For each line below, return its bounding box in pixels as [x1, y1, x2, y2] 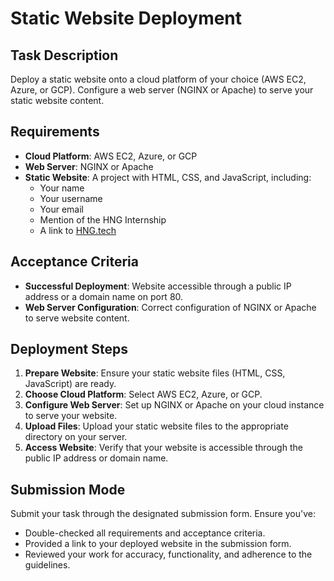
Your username [39, 192, 103, 204]
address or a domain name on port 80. [24, 290, 184, 302]
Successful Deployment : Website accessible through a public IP [24, 280, 292, 292]
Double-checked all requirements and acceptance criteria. [24, 527, 266, 539]
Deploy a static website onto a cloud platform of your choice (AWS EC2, [10, 73, 307, 85]
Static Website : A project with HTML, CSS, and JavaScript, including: [24, 171, 312, 183]
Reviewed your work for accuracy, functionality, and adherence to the [24, 548, 313, 561]
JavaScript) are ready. [24, 378, 117, 390]
